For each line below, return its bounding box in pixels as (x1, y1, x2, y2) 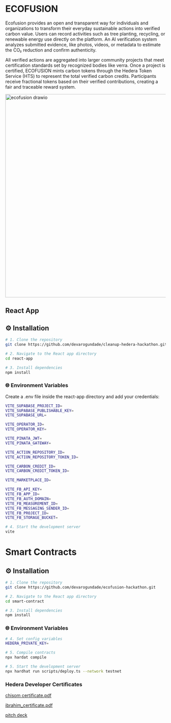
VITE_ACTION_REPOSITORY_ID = (5, 450, 65, 455)
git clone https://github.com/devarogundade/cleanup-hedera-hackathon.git (5, 342, 167, 347)
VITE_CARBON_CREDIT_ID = (5, 464, 56, 469)
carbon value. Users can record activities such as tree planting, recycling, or (5, 31, 165, 37)
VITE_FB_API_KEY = (5, 487, 42, 492)
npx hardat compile (5, 655, 47, 660)
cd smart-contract (5, 599, 44, 604)
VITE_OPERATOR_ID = (5, 422, 44, 427)
